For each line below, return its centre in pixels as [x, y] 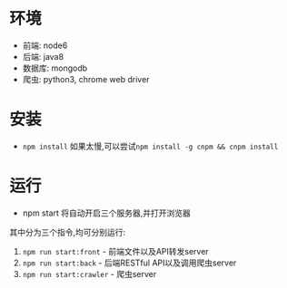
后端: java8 [43, 56]
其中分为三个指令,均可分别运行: [68, 232]
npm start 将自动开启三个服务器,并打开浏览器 [106, 213]
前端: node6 [45, 45]
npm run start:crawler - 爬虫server [89, 274]
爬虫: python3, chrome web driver [86, 79]
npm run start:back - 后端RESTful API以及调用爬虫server [129, 263]
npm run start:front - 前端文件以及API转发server [115, 251]
